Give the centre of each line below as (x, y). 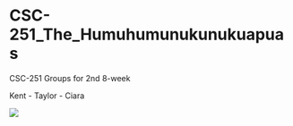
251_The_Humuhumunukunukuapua (147, 34)
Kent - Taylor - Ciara (47, 96)
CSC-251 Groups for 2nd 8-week (70, 78)
